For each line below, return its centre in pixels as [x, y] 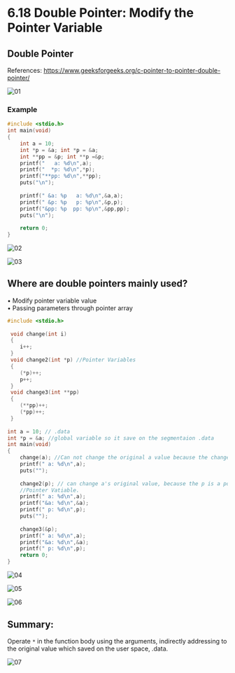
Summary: [30, 624]
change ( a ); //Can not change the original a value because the [114, 458]
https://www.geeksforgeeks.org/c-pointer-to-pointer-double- [132, 70]
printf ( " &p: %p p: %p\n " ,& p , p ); [72, 202]
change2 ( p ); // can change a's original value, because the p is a [120, 484]
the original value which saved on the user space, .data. [88, 648]
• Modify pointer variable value [52, 300]
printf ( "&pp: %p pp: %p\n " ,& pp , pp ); [75, 209]
